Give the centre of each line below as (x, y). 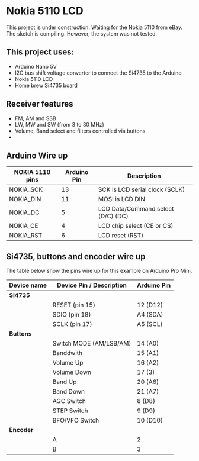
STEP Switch (70, 411)
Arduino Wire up (37, 155)
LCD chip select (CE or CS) (136, 226)
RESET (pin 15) (74, 305)
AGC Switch (69, 401)
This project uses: (40, 52)
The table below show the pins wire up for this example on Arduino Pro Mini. (99, 271)
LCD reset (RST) (121, 236)
